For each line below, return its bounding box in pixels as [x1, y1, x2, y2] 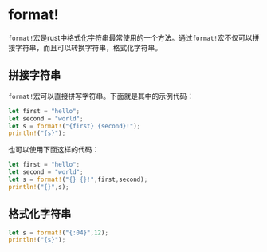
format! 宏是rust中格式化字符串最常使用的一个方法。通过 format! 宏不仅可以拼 [8, 33, 260, 42]
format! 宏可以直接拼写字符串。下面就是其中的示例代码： [8, 91, 194, 100]
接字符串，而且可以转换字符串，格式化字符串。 [8, 42, 162, 53]
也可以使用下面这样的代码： [8, 145, 100, 155]
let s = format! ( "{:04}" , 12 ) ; [8, 229, 109, 237]
